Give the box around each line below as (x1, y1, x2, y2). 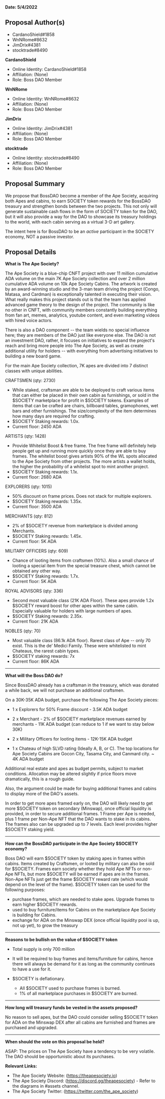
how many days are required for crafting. (12, 413, 95, 419)
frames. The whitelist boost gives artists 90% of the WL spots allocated (12, 453, 157, 459)
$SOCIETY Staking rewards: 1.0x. (12, 419, 80, 424)
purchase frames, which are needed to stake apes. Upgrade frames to (12, 896, 155, 903)
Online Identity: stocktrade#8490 (12, 155, 80, 161)
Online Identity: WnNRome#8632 (12, 96, 80, 101)
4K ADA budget (12, 756, 44, 762)
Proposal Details (5, 248, 56, 257)
